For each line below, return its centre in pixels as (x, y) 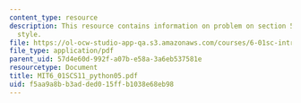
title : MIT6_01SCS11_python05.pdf (74, 76)
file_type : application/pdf (62, 51)
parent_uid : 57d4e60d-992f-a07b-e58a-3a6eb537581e (106, 59)
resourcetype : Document (54, 68)
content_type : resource (54, 17)
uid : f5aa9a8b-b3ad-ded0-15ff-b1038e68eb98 (92, 84)
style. (30, 34)
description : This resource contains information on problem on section (148, 26)
